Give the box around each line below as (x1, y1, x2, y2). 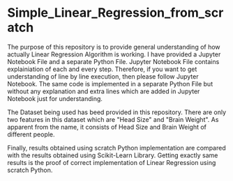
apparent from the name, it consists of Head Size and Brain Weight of (7, 123, 207, 131)
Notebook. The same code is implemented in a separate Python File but (7, 79, 213, 88)
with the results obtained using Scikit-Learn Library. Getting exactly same (7, 151, 218, 159)
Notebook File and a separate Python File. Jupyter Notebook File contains (7, 57, 220, 65)
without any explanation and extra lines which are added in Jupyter (7, 87, 200, 95)
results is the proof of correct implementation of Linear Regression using (7, 158, 216, 166)
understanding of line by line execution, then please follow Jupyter (7, 72, 199, 81)
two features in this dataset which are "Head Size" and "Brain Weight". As (7, 115, 219, 123)
